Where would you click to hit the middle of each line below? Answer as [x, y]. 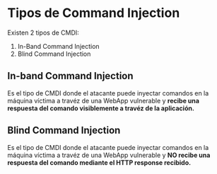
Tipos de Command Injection [94, 13]
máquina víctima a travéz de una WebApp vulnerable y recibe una [104, 100]
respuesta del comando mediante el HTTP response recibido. [99, 162]
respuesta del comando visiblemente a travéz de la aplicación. [101, 108]
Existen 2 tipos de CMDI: [43, 33]
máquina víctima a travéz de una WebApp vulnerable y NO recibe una [109, 155]
